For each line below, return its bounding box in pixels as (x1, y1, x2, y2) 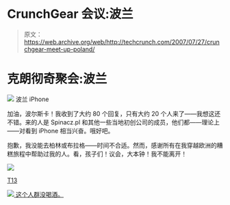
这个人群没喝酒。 (15, 190, 64, 198)
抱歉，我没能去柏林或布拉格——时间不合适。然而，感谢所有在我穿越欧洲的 (7, 141, 217, 149)
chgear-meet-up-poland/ (23, 45, 95, 53)
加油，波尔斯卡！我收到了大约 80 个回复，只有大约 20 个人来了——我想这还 (7, 109, 221, 118)
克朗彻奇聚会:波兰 (7, 71, 107, 87)
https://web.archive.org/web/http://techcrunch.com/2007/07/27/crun (23, 38, 220, 46)
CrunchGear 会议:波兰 (7, 6, 133, 22)
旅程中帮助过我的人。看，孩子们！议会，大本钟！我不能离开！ (12, 150, 187, 158)
